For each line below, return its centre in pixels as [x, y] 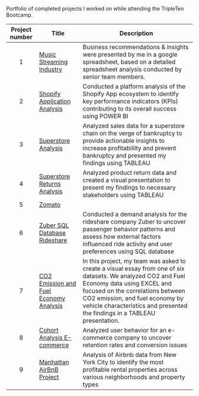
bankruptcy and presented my [125, 155]
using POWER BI [105, 116]
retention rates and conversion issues [135, 345]
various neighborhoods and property [134, 377]
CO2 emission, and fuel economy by [133, 298]
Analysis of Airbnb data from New [129, 355]
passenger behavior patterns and [129, 229]
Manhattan [54, 362]
